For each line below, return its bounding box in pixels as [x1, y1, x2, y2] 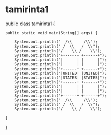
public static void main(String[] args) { [5, 30, 98, 35]
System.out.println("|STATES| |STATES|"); [14, 75, 107, 80]
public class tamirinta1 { [5, 20, 55, 27]
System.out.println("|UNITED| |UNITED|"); [14, 71, 107, 76]
